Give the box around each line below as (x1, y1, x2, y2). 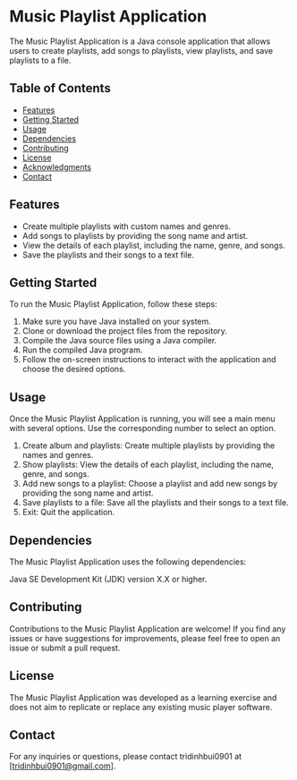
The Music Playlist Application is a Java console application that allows (9, 36, 271, 47)
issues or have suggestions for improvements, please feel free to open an (9, 632, 281, 643)
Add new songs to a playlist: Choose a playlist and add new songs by (21, 479, 278, 489)
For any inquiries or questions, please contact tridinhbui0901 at (9, 751, 242, 762)
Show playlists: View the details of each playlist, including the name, (21, 459, 275, 471)
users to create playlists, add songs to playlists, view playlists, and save (9, 45, 274, 55)
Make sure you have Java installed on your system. (21, 316, 212, 327)
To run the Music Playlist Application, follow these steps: (9, 299, 217, 309)
